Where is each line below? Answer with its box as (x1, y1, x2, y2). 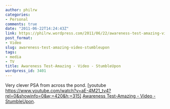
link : (5, 31, 17, 36)
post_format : (5, 36, 33, 41)
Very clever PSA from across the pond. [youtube (5, 82, 106, 88)
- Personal (5, 17, 28, 22)
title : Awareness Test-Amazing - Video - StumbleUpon (5, 64, 121, 69)
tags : (5, 49, 17, 54)
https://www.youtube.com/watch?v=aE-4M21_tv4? (5, 88, 111, 93)
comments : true (5, 21, 37, 27)
